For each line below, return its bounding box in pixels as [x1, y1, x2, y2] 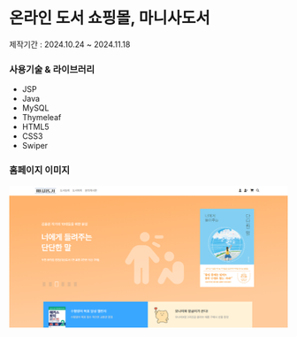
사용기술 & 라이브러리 [9, 63, 95, 75]
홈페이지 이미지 [9, 165, 71, 177]
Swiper [21, 141, 49, 151]
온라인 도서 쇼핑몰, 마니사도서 [9, 8, 210, 28]
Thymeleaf [21, 112, 62, 123]
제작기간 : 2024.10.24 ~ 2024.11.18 [9, 39, 131, 50]
